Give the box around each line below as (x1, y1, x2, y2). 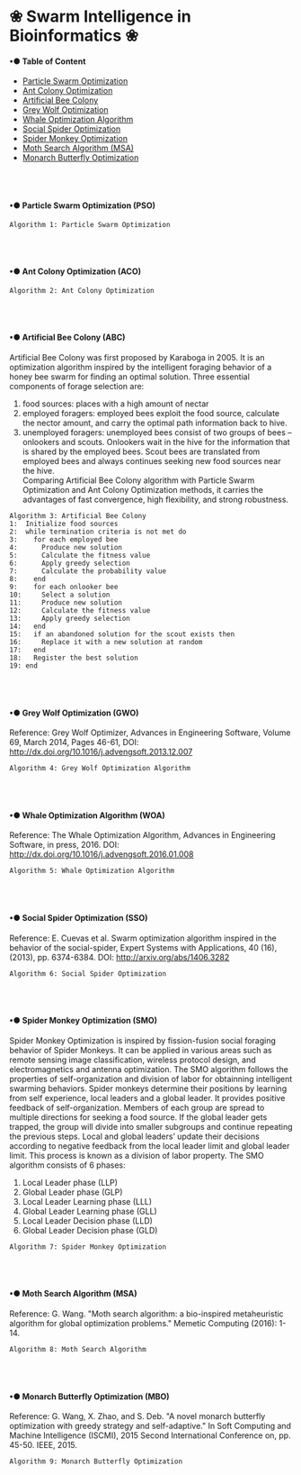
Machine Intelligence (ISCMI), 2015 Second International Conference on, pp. (9, 1430, 291, 1441)
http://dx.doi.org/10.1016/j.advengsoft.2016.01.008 (9, 849, 194, 860)
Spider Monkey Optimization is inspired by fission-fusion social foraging (9, 1034, 277, 1046)
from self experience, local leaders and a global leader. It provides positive (9, 1092, 286, 1103)
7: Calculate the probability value (9, 567, 167, 576)
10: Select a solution (9, 590, 111, 599)
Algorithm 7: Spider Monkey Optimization (9, 1242, 167, 1252)
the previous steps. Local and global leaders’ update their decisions (9, 1131, 261, 1142)
